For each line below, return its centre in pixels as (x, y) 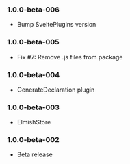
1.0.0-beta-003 (34, 107)
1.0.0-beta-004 (34, 74)
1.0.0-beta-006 (34, 10)
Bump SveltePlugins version (56, 25)
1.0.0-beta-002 (33, 140)
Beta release (35, 154)
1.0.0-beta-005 (33, 42)
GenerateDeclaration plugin (56, 90)
